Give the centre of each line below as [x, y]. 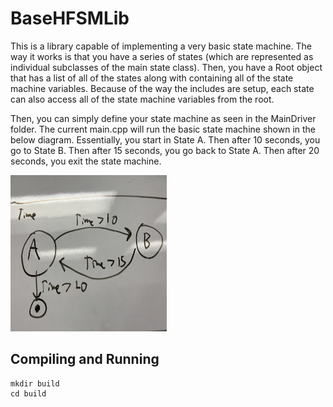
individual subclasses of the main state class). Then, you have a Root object [166, 67]
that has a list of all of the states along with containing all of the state [152, 78]
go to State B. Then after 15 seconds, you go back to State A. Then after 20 [165, 150]
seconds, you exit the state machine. [86, 161]
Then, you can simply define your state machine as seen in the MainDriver [163, 118]
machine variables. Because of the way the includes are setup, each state [162, 88]
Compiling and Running [85, 359]
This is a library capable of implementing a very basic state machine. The [161, 46]
